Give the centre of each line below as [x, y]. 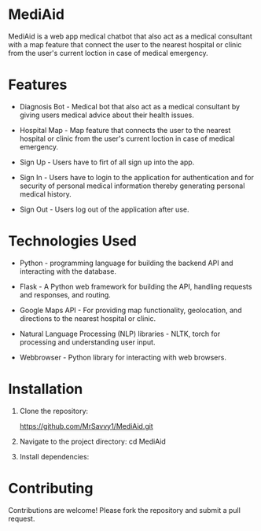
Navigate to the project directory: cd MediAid [93, 441]
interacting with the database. [68, 271]
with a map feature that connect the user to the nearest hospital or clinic [125, 44]
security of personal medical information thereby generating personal [132, 186]
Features [38, 85]
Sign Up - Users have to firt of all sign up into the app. [107, 162]
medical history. [46, 194]
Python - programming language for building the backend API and [126, 263]
